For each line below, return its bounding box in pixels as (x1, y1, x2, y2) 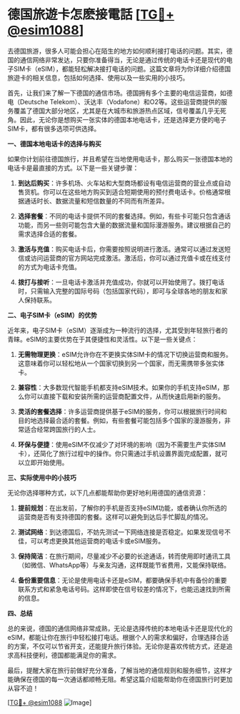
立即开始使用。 (24, 458, 69, 466)
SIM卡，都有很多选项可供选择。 (7, 124, 101, 133)
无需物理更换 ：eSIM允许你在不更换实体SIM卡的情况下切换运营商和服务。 (17, 350, 232, 358)
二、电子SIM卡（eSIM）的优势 (7, 311, 98, 319)
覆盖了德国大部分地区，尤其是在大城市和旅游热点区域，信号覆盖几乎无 (13, 106, 220, 115)
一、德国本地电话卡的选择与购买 (7, 139, 101, 148)
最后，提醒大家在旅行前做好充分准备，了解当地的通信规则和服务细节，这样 (7, 665, 226, 675)
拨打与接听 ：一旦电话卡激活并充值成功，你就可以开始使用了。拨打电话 (17, 278, 225, 286)
